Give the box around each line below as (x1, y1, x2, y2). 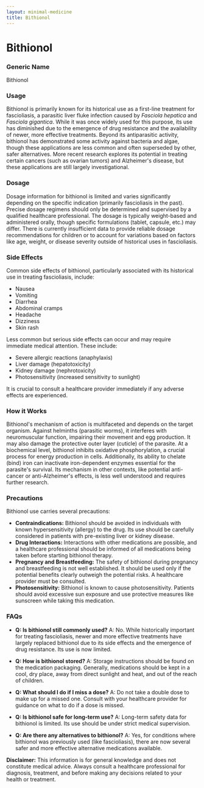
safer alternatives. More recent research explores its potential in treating (6, 150, 188, 158)
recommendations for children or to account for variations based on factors (6, 231, 196, 239)
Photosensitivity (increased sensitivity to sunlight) (15, 373, 141, 380)
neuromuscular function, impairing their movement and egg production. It (6, 433, 191, 441)
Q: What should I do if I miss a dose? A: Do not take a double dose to (15, 688, 190, 696)
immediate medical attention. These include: (6, 342, 118, 349)
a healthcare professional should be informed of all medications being (15, 545, 191, 553)
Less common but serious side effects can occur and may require (6, 335, 172, 343)
